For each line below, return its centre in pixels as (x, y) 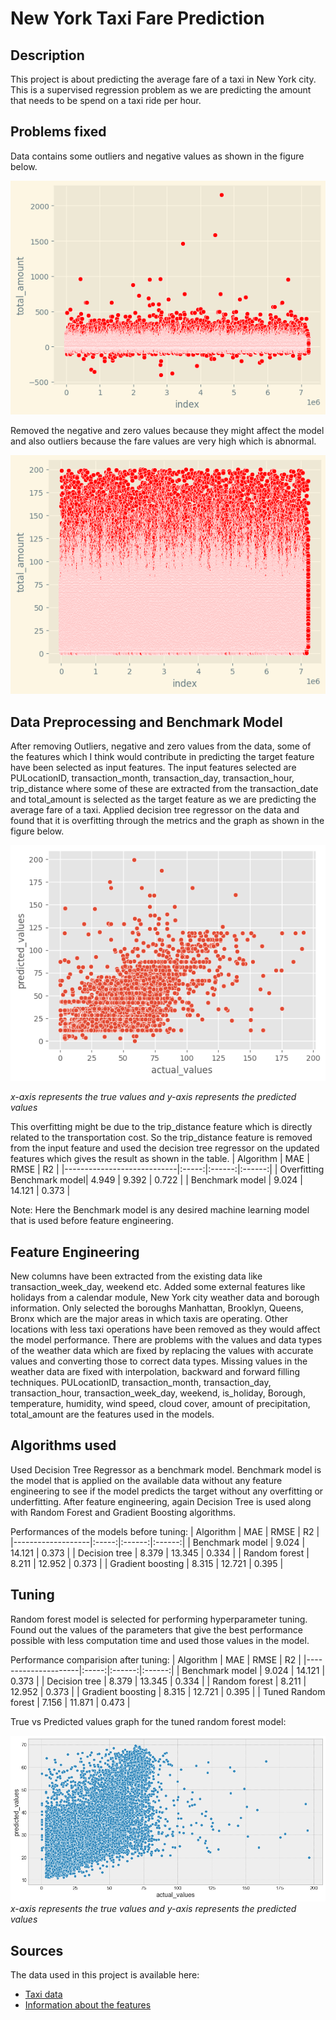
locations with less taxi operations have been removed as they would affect (165, 1329)
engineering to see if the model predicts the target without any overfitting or (167, 1491)
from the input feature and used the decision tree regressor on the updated (165, 1148)
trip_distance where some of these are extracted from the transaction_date (164, 789)
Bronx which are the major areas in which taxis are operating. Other (149, 1319)
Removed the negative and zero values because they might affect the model (167, 431)
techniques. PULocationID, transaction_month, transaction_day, (141, 1383)
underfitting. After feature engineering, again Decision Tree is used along (161, 1501)
